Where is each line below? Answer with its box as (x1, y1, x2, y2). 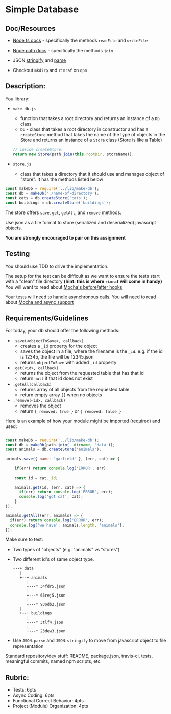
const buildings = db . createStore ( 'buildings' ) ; (5, 200, 111, 205)
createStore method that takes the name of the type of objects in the (20, 131, 165, 137)
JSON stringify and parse (12, 57, 66, 63)
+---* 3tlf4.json (26, 620, 64, 625)
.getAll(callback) (12, 382, 52, 387)
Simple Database (5, 4, 79, 15)
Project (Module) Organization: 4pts (12, 703, 88, 709)
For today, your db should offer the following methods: (5, 327, 120, 334)
